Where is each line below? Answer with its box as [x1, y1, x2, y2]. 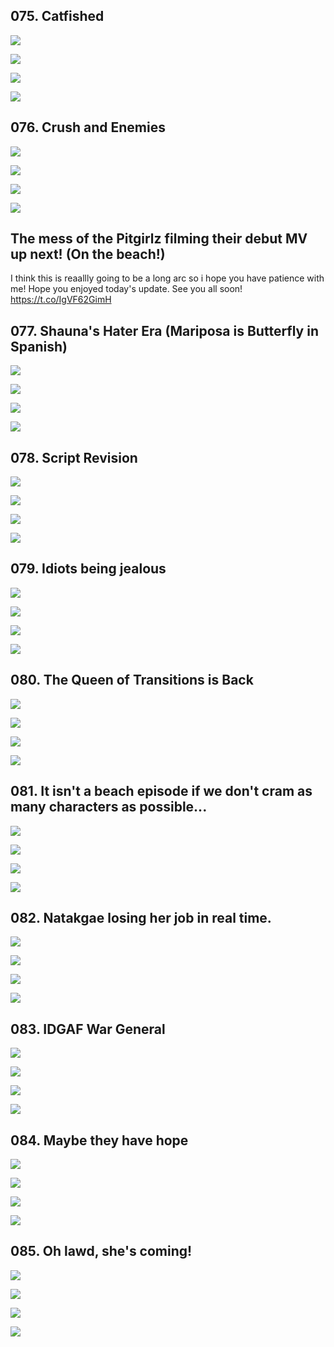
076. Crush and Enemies [10, 119, 166, 136]
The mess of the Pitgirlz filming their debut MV [10, 230, 308, 248]
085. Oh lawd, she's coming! [10, 1243, 193, 1260]
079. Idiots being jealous [10, 560, 167, 578]
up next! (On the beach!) [10, 246, 166, 263]
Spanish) [10, 338, 68, 355]
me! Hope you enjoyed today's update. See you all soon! [10, 283, 243, 295]
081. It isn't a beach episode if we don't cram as [10, 783, 313, 800]
